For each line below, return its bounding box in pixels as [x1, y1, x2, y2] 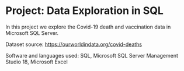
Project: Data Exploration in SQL [5, 4, 164, 17]
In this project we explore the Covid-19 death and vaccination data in [5, 23, 171, 30]
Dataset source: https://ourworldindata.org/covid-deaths [5, 41, 143, 48]
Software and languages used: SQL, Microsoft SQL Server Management [5, 52, 179, 59]
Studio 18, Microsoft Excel [5, 58, 68, 65]
